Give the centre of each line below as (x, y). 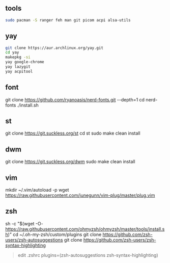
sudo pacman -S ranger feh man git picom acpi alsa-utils (68, 20)
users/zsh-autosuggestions (34, 240)
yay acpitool (19, 71)
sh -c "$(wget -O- (24, 223)
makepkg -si (18, 57)
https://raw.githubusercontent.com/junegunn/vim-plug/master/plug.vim (80, 195)
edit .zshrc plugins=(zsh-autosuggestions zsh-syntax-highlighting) (88, 255)
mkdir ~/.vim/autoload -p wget (37, 190)
